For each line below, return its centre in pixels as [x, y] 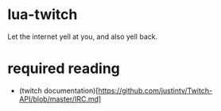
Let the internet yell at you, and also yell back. [83, 36]
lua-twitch [43, 15]
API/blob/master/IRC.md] [60, 99]
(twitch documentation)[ [58, 90]
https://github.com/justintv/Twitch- [155, 90]
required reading [64, 69]
